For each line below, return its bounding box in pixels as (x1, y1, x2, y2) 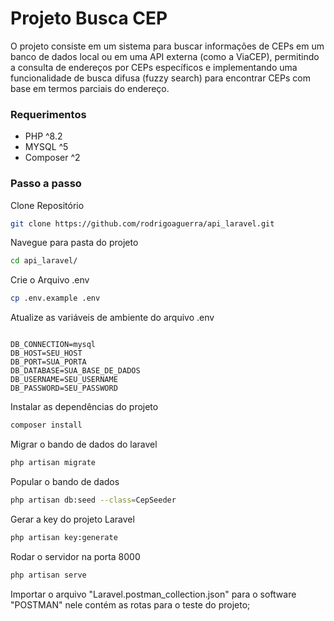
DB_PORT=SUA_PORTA (10, 357, 87, 367)
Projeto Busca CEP (10, 7, 168, 30)
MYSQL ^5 (24, 141, 69, 153)
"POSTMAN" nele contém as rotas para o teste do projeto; (10, 598, 251, 611)
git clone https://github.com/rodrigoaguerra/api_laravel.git (10, 218, 275, 229)
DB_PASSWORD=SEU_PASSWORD (10, 383, 118, 394)
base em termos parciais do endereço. (10, 82, 170, 94)
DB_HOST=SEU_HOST (10, 348, 83, 359)
